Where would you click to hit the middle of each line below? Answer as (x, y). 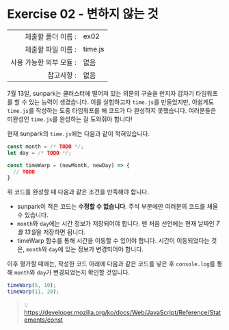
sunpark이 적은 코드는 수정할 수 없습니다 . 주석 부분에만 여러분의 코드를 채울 (118, 207)
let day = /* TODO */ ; (39, 153)
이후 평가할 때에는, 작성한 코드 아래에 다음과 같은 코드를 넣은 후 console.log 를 (111, 264)
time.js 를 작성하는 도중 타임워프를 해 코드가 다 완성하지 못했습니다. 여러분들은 (112, 110)
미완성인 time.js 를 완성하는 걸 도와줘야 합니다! (70, 119)
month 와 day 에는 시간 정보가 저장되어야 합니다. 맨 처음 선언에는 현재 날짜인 (116, 224)
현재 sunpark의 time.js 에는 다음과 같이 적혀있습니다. (79, 134)
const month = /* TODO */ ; (45, 147)
